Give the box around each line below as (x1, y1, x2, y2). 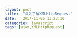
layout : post (5, 7, 32, 12)
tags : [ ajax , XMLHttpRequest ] (5, 25, 65, 30)
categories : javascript (5, 20, 54, 25)
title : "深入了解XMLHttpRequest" (5, 12, 73, 16)
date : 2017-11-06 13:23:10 (5, 16, 65, 21)
